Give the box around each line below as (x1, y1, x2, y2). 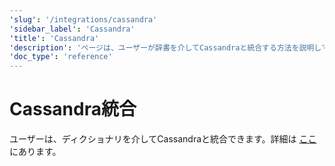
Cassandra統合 (9, 98, 137, 121)
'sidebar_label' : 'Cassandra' (9, 24, 136, 34)
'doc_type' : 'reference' (9, 52, 113, 62)
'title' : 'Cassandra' (9, 33, 100, 43)
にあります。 (9, 146, 62, 158)
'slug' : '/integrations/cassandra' (9, 14, 158, 25)
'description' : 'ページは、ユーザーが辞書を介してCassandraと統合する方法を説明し (9, 42, 322, 53)
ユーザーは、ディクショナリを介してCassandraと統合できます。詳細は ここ (9, 133, 317, 145)
